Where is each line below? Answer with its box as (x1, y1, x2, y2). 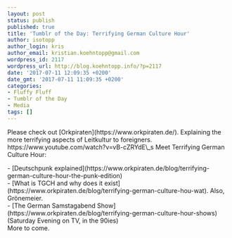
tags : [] (7, 108, 33, 115)
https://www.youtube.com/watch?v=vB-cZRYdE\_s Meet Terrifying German (7, 142, 225, 151)
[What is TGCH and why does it (11, 179, 103, 187)
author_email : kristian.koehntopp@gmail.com (7, 50, 140, 57)
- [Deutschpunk (7, 163, 53, 173)
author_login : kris (7, 43, 65, 50)
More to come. (7, 223, 50, 232)
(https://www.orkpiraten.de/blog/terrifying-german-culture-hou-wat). (7, 186, 209, 194)
